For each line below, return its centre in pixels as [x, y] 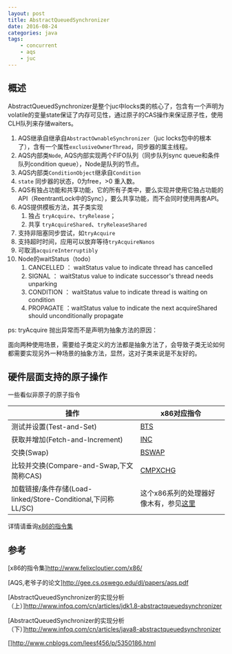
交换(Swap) [30, 453]
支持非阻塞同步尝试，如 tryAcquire [66, 232]
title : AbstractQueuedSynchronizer [59, 20]
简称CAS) [27, 476]
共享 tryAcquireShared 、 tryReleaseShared [87, 224]
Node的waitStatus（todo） [56, 259]
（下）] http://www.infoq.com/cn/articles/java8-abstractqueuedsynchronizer [115, 629]
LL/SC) [23, 508]
